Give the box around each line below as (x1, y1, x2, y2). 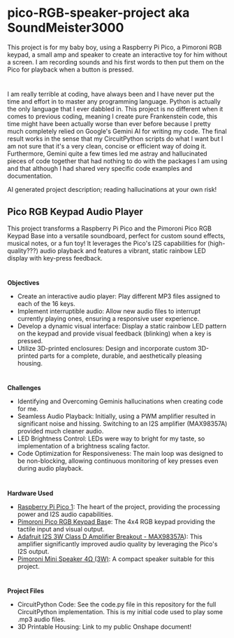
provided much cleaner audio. (17, 427, 104, 436)
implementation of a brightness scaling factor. (17, 442, 150, 450)
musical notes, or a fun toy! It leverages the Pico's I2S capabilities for (7, 239, 206, 247)
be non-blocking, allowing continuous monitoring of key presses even (17, 457, 219, 465)
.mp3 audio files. (17, 615, 66, 623)
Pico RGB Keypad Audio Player (7, 205, 143, 218)
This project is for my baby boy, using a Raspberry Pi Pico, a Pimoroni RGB (7, 43, 222, 51)
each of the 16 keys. (17, 300, 75, 308)
